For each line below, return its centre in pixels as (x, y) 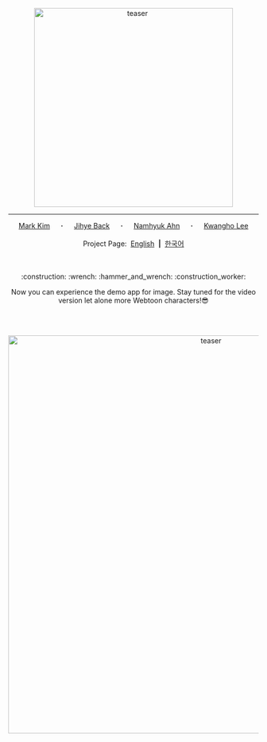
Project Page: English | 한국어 (133, 244)
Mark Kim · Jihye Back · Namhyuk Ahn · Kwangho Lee (133, 226)
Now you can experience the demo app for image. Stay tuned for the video (133, 292)
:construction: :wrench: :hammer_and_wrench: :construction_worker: (133, 276)
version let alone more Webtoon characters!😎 (133, 300)
